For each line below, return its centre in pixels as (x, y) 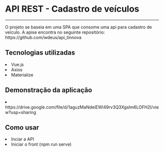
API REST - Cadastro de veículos (72, 9)
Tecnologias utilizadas (40, 53)
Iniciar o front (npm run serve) (41, 144)
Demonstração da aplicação (49, 90)
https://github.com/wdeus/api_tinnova (43, 37)
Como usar (22, 127)
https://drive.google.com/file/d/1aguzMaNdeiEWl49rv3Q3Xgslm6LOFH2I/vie (82, 107)
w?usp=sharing (21, 112)
